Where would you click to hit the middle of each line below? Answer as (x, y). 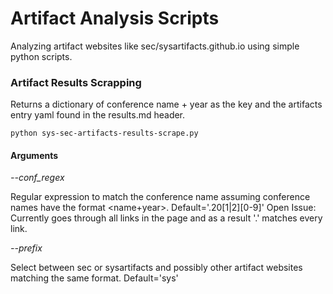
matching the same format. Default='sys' (94, 278)
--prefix (26, 248)
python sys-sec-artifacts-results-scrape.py (104, 133)
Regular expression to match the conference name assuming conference (160, 197)
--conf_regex (37, 178)
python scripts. (41, 56)
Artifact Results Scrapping (76, 82)
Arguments (34, 155)
